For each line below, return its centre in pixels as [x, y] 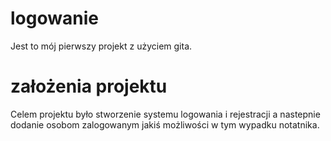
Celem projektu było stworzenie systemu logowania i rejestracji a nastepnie [165, 114]
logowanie [54, 18]
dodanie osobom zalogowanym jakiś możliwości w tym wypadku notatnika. [165, 124]
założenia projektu [89, 86]
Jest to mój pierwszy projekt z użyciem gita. [101, 46]
